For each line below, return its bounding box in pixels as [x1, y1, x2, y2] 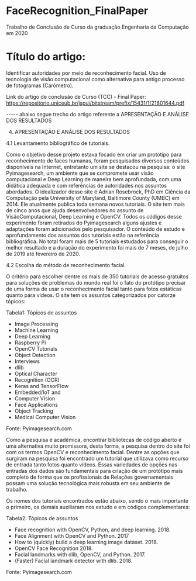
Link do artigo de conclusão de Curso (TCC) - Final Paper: [6, 93, 146, 100]
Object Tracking [14, 407, 54, 414]
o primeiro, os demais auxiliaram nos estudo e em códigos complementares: [6, 503, 190, 510]
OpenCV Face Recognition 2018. [14, 545, 93, 552]
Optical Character [14, 370, 57, 377]
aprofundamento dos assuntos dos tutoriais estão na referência [6, 231, 159, 238]
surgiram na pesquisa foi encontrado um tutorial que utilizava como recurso [6, 455, 189, 462]
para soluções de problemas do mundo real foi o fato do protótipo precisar [6, 279, 186, 286]
